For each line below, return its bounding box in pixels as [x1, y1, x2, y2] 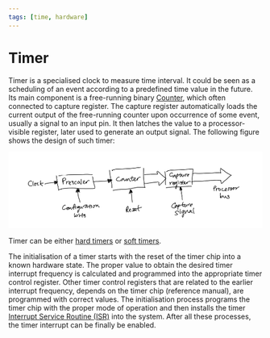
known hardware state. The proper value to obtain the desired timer [8, 260, 233, 269]
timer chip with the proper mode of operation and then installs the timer [8, 303, 246, 312]
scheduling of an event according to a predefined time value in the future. [8, 84, 253, 94]
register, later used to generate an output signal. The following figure [31, 127, 260, 136]
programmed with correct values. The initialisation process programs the [8, 294, 251, 304]
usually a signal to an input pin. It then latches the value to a [8, 118, 207, 128]
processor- [208, 118, 246, 128]
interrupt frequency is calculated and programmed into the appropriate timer [8, 269, 263, 278]
